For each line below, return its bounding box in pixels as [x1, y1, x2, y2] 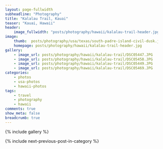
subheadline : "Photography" [5, 12, 62, 17]
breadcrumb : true [5, 115, 40, 120]
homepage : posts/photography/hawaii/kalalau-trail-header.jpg [14, 43, 142, 48]
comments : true [5, 106, 36, 112]
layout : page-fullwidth [5, 7, 53, 12]
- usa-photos [14, 79, 40, 84]
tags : [5, 88, 16, 93]
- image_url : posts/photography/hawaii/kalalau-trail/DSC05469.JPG [14, 66, 153, 71]
